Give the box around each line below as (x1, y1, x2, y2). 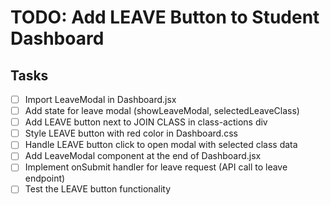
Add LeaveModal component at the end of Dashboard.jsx (24, 150, 262, 162)
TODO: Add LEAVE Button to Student (10, 6, 320, 29)
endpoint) (24, 172, 66, 185)
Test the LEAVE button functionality (24, 183, 172, 195)
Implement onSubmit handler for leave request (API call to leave (24, 161, 288, 173)
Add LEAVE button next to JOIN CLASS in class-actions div (24, 116, 268, 128)
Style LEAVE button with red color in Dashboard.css (24, 127, 238, 140)
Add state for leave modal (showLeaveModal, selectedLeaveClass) (24, 105, 300, 117)
